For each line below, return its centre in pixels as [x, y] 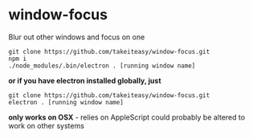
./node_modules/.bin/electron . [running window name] [102, 66]
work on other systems [46, 125]
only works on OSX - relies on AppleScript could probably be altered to [127, 117]
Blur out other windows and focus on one [77, 37]
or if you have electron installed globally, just [85, 80]
